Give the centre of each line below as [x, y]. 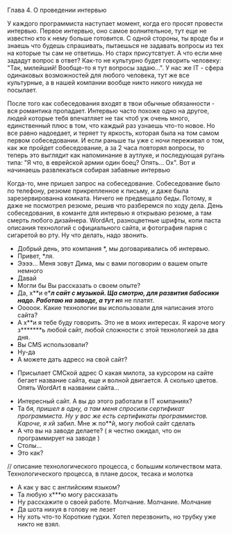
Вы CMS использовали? [53, 345]
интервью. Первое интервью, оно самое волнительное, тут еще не [107, 31]
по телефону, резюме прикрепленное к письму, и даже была [98, 191]
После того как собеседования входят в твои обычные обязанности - [111, 103]
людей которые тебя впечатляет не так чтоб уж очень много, [98, 118]
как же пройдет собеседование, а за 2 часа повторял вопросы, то [106, 148]
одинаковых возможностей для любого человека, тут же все [98, 75]
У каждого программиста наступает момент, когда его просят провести [115, 23]
